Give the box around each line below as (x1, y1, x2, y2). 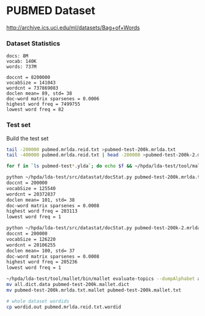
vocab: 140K (6, 59, 37, 65)
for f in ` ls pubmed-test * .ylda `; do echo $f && (6, 163, 132, 169)
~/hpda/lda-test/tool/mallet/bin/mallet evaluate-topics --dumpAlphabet (6, 276, 195, 282)
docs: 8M (6, 53, 29, 59)
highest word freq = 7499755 (6, 101, 81, 108)
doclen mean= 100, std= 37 (6, 248, 75, 254)
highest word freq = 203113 (6, 208, 78, 215)
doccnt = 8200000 (6, 75, 51, 81)
